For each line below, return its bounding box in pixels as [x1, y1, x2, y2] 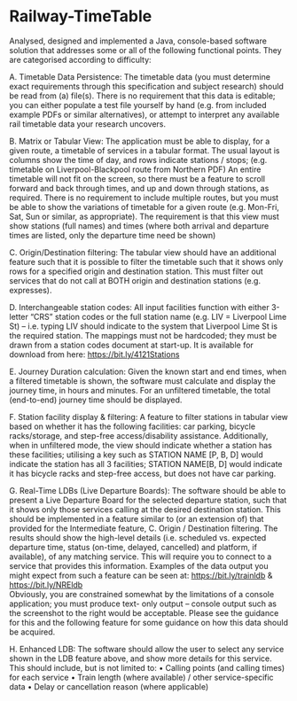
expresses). [9, 284, 52, 295]
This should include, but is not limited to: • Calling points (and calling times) [9, 662, 285, 673]
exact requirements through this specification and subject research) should [9, 81, 284, 91]
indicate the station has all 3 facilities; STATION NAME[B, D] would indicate [9, 458, 283, 469]
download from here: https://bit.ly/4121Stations [9, 348, 180, 360]
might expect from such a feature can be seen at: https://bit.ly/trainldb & [9, 570, 273, 580]
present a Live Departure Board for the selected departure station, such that [9, 495, 287, 505]
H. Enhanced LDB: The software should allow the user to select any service [9, 643, 285, 654]
